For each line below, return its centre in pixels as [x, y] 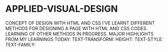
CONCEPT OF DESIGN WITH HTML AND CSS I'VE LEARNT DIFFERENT [80, 23]
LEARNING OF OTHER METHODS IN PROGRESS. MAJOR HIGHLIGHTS [79, 34]
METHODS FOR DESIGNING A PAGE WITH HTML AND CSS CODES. [77, 28]
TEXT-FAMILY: [20, 44]
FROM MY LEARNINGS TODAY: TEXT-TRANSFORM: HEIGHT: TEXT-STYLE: [84, 39]
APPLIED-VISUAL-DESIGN [61, 9]
